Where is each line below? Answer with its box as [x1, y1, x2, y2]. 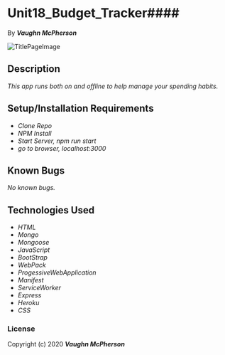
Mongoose [17, 238, 50, 247]
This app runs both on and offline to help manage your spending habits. [7, 82, 219, 90]
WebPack [17, 261, 46, 270]
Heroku [17, 299, 40, 307]
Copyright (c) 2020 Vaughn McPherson [7, 340, 126, 349]
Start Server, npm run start [17, 137, 97, 145]
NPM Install [17, 129, 52, 137]
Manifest [17, 276, 44, 285]
